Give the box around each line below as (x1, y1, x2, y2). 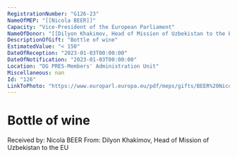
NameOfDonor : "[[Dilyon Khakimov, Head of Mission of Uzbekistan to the (7, 30, 226, 37)
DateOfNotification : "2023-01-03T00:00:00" (7, 56, 138, 63)
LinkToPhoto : (7, 82, 46, 89)
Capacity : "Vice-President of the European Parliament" (7, 23, 175, 30)
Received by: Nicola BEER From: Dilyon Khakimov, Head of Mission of (7, 136, 209, 144)
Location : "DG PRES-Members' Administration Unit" (7, 63, 159, 70)
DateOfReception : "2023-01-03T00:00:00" (7, 50, 128, 57)
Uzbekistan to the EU (7, 144, 69, 152)
